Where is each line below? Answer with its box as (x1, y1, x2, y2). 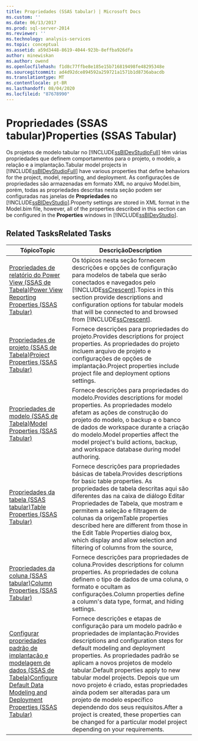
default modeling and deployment (71, 643, 166, 652)
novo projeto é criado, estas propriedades (71, 681, 188, 689)
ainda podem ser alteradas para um (71, 688, 170, 696)
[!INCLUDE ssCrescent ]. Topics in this (71, 285, 174, 294)
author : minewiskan (6, 53, 54, 58)
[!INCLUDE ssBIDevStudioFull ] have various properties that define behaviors (6, 167, 190, 174)
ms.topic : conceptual (6, 42, 60, 48)
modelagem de (9, 658, 51, 667)
